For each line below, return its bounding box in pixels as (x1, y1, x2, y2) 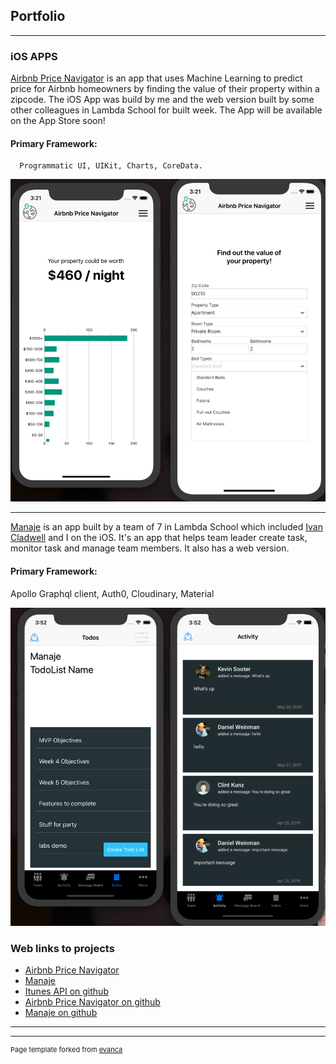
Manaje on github (24, 1007, 98, 1019)
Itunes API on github (24, 985, 109, 998)
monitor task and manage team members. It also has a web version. (10, 542, 290, 554)
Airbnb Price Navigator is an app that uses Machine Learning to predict (10, 72, 303, 84)
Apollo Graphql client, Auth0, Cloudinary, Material (10, 587, 215, 599)
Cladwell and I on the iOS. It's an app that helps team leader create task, (10, 532, 308, 544)
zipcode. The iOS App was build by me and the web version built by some (10, 94, 315, 106)
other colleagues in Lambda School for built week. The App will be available (10, 104, 323, 116)
